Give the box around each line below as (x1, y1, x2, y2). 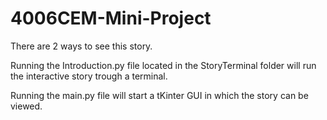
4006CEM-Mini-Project (10, 7, 212, 30)
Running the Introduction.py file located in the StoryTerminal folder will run (10, 59, 317, 71)
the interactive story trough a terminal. (10, 70, 168, 82)
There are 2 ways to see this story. (10, 40, 153, 52)
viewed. (10, 100, 43, 112)
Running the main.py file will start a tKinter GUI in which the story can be (10, 89, 309, 101)
